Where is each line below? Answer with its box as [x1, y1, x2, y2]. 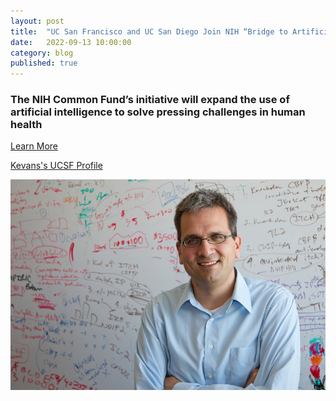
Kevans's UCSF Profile [10, 160, 103, 172]
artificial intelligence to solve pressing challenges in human [10, 105, 306, 119]
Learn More [10, 140, 59, 152]
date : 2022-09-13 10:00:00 [10, 37, 132, 47]
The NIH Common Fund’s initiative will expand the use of [10, 93, 290, 107]
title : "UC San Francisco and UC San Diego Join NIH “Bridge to [10, 26, 288, 37]
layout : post [10, 16, 65, 26]
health [10, 118, 43, 132]
